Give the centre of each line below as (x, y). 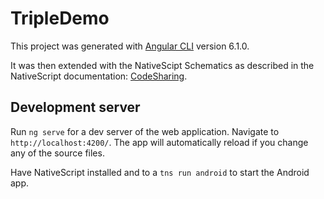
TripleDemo (60, 18)
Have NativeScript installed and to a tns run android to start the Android (160, 172)
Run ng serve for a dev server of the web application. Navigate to (145, 131)
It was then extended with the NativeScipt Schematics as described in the (162, 65)
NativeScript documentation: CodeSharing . (99, 76)
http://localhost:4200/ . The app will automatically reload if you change (159, 142)
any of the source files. (57, 153)
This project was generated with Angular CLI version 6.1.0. (130, 46)
